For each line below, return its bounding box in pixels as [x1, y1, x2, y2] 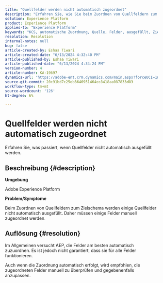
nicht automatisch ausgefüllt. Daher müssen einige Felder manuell [5, 210, 137, 216]
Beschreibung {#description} [5, 164, 96, 172]
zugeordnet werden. [5, 215, 46, 221]
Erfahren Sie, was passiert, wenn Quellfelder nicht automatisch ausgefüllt [5, 144, 152, 151]
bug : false [5, 43, 27, 48]
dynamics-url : [5, 75, 34, 80]
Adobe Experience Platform [5, 186, 60, 192]
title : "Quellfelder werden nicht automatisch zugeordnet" [5, 7, 127, 12]
